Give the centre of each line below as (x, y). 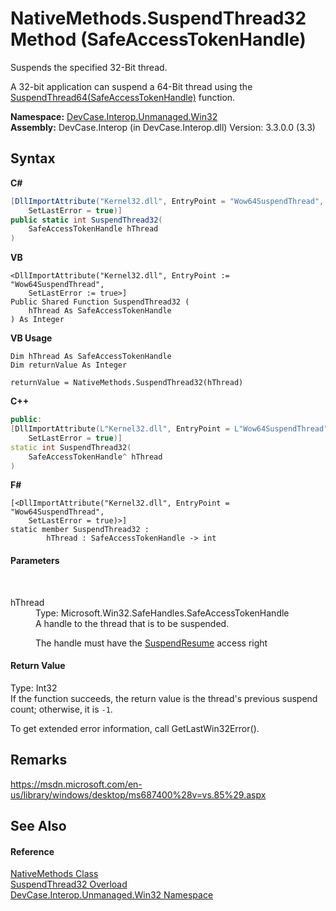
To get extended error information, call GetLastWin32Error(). (135, 728)
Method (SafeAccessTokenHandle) (158, 39)
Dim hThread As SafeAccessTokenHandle (91, 357)
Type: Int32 (34, 688)
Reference (32, 851)
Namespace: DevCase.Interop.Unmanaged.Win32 (114, 116)
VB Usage (31, 338)
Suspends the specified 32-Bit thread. (89, 67)
